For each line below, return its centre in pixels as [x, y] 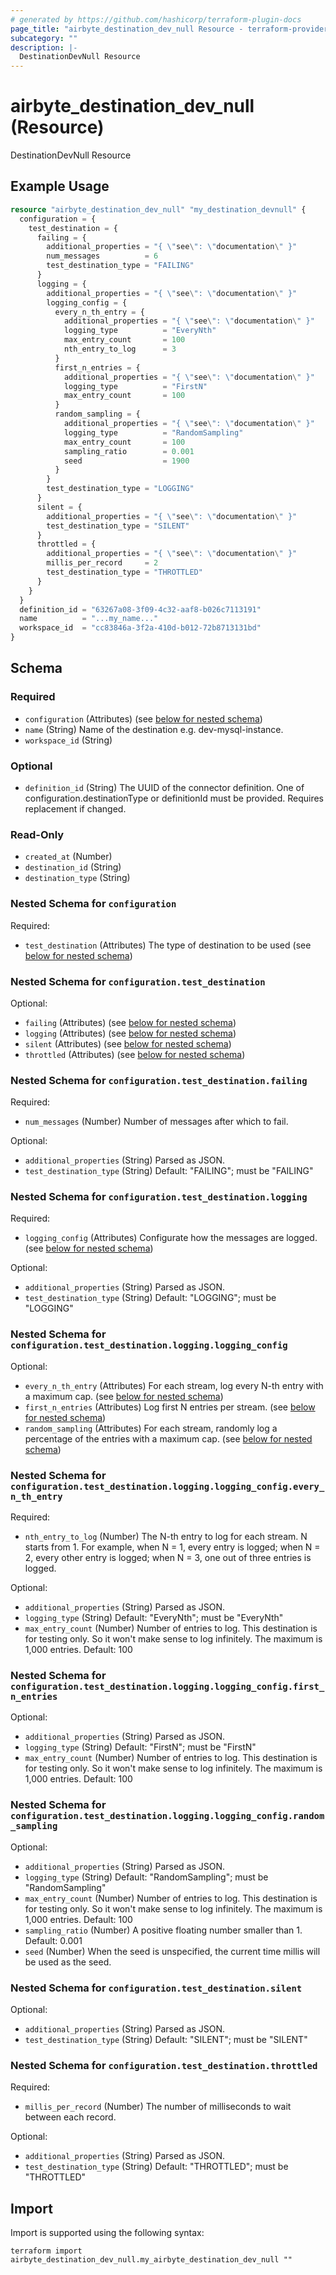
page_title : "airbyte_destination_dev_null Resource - [127, 29]
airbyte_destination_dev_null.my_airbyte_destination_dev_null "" [151, 2260]
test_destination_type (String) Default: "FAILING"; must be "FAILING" [169, 1171]
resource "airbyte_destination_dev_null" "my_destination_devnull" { [158, 209]
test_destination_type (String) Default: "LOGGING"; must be [150, 1298]
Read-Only [37, 834]
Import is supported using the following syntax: [107, 2233]
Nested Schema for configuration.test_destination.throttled [164, 2065]
